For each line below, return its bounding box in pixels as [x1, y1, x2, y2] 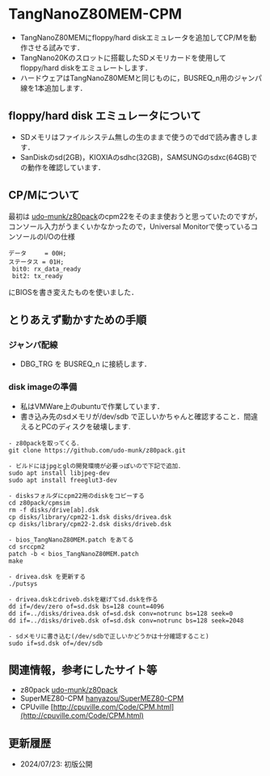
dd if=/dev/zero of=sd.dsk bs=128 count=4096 [8, 602, 164, 610]
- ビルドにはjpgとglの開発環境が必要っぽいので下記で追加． [8, 462, 184, 470]
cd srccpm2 [8, 542, 45, 550]
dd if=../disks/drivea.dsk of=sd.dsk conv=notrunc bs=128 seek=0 [8, 609, 233, 618]
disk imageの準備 [8, 382, 78, 393]
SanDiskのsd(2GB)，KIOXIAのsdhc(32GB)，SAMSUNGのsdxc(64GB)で [19, 152, 257, 162]
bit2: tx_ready [11, 272, 63, 280]
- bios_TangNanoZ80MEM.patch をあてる [8, 535, 134, 544]
